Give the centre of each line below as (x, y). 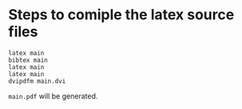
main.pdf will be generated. (53, 96)
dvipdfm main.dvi (37, 81)
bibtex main (28, 60)
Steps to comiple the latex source (121, 15)
